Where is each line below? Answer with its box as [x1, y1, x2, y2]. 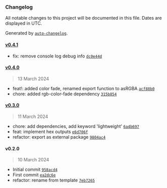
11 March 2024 [17, 113, 48, 119]
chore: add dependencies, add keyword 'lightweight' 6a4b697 [12, 123, 140, 129]
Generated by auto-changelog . [5, 30, 68, 36]
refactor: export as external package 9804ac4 [12, 134, 106, 140]
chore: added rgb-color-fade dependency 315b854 [12, 91, 117, 97]
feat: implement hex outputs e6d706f [12, 129, 88, 135]
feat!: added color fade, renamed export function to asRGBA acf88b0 [12, 85, 155, 91]
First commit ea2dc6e [12, 172, 56, 178]
